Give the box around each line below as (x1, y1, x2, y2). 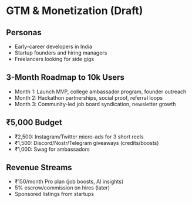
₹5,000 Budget (6, 117, 63, 127)
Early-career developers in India (14, 43, 93, 50)
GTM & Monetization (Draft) (6, 4, 143, 18)
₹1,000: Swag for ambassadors (14, 146, 90, 153)
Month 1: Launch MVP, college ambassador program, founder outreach (14, 88, 187, 95)
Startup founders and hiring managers (14, 49, 107, 56)
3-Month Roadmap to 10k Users (6, 72, 124, 83)
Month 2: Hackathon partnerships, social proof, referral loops (14, 94, 163, 101)
